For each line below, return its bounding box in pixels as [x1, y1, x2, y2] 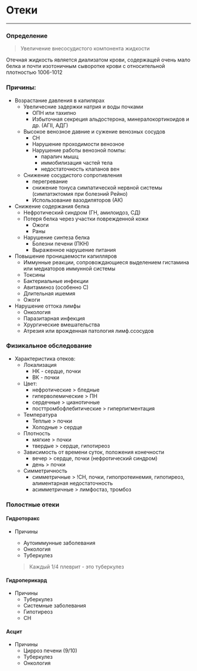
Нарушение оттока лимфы [14, 302, 81, 309]
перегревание [32, 178, 69, 185]
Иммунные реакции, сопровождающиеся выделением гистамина [23, 258, 189, 265]
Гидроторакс [6, 515, 40, 522]
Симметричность [23, 467, 67, 474]
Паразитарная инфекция [23, 315, 85, 322]
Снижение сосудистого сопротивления [23, 171, 123, 179]
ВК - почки [32, 373, 60, 381]
